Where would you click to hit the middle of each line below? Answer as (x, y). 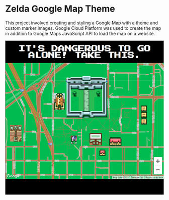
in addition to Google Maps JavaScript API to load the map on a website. (80, 33)
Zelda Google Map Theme (60, 9)
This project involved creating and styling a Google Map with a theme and (82, 23)
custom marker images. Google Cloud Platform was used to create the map (83, 28)
